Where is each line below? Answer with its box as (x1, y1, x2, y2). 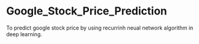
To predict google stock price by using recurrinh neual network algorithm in (6, 24, 194, 31)
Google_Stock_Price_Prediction (6, 4, 167, 18)
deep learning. (6, 30, 42, 37)
